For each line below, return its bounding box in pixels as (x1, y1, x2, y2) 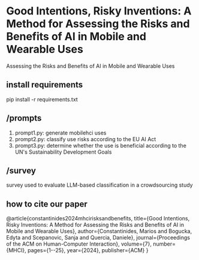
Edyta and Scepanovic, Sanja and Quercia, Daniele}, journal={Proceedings (6, 234, 191, 241)
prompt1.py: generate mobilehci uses (14, 129, 107, 136)
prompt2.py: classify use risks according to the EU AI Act (14, 135, 156, 142)
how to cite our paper (6, 199, 88, 209)
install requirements (6, 80, 83, 90)
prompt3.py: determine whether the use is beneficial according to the (14, 142, 187, 149)
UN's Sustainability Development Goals (14, 148, 112, 156)
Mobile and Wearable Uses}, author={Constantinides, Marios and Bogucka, (6, 228, 192, 235)
